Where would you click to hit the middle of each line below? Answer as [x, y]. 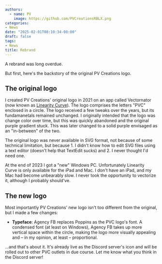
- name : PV [20, 14]
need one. [15, 156]
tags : [10, 41]
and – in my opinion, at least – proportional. [55, 237]
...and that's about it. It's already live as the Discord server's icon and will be [81, 247]
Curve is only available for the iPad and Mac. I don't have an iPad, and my [78, 171]
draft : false [18, 37]
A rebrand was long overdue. [34, 64]
